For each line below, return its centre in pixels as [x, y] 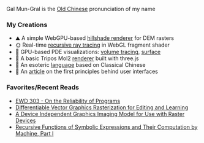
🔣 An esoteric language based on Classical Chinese [80, 65]
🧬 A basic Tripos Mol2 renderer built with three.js [77, 58]
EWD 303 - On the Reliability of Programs [68, 101]
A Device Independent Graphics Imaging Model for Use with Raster [100, 114]
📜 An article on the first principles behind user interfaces [86, 71]
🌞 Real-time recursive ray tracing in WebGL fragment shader [93, 45]
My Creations [27, 25]
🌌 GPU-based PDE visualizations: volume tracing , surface [88, 52]
